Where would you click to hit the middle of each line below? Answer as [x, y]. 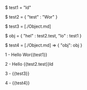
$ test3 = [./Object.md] [28, 26]
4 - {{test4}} [17, 83]
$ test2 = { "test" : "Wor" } [31, 17]
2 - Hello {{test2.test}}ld [29, 64]
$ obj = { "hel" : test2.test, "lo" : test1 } [43, 36]
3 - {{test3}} [17, 73]
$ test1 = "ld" [18, 8]
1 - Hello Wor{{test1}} [26, 54]
